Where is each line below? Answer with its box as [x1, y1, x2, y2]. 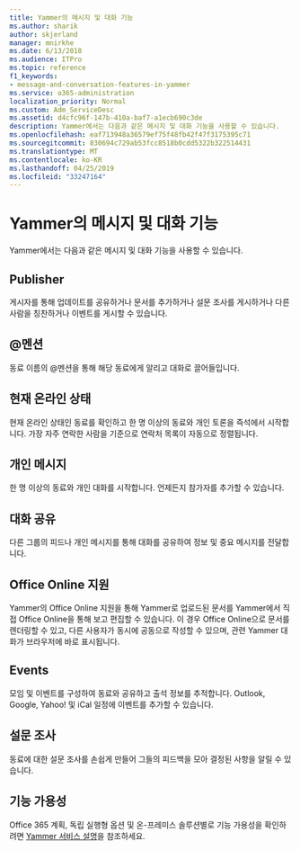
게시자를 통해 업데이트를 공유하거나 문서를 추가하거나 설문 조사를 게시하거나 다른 [9, 297, 290, 307]
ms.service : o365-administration [9, 88, 135, 97]
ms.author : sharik [9, 22, 78, 31]
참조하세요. [106, 830, 146, 841]
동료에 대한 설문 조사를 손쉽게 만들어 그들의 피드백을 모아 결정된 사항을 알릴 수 [9, 753, 283, 765]
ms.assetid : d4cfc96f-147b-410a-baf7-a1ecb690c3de [9, 113, 203, 122]
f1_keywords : [9, 72, 58, 81]
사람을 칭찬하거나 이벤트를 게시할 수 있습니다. [9, 308, 168, 318]
